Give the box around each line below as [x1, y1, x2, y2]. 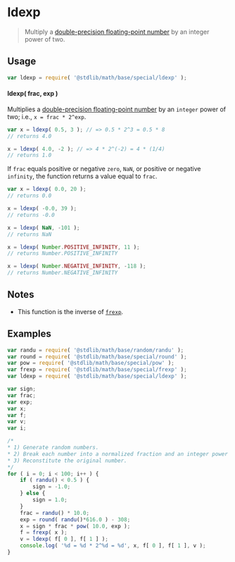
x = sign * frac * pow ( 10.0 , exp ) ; [20, 523, 131, 530]
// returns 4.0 [7, 132, 52, 139]
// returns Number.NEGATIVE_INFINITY [7, 269, 118, 277]
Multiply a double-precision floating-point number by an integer [24, 27, 210, 36]
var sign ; [7, 385, 37, 393]
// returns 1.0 [7, 152, 52, 159]
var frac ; [7, 392, 37, 399]
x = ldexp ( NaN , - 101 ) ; [7, 224, 80, 231]
